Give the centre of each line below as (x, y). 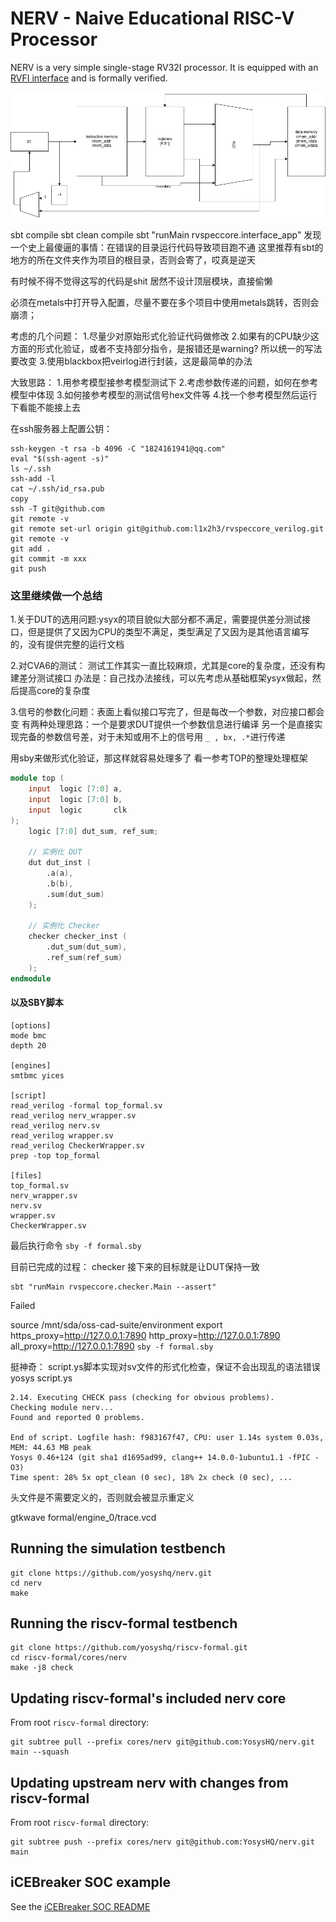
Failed (23, 1305)
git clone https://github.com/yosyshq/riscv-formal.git (129, 1648)
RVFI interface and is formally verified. (89, 78)
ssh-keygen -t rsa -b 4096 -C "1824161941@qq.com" (118, 448)
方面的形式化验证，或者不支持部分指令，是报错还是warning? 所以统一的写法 (166, 348)
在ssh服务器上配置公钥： (61, 428)
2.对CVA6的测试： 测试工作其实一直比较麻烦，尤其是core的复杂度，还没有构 (168, 666)
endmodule (31, 978)
